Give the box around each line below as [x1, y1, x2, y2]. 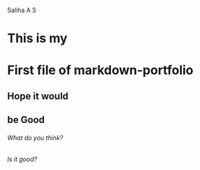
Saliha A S [7, 6, 37, 14]
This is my [7, 31, 68, 46]
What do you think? [7, 133, 63, 142]
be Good [7, 114, 45, 126]
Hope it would [7, 90, 69, 102]
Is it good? [7, 155, 38, 164]
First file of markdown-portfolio [7, 62, 194, 78]
